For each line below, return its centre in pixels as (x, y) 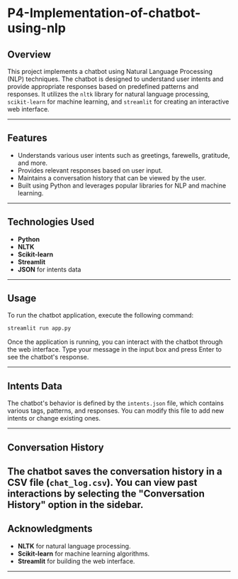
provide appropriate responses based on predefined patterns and (103, 86)
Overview (29, 54)
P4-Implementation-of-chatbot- (104, 13)
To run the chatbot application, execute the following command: (101, 315)
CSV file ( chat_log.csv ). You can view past (102, 482)
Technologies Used (51, 222)
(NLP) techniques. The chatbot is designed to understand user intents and (115, 79)
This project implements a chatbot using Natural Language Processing (110, 71)
